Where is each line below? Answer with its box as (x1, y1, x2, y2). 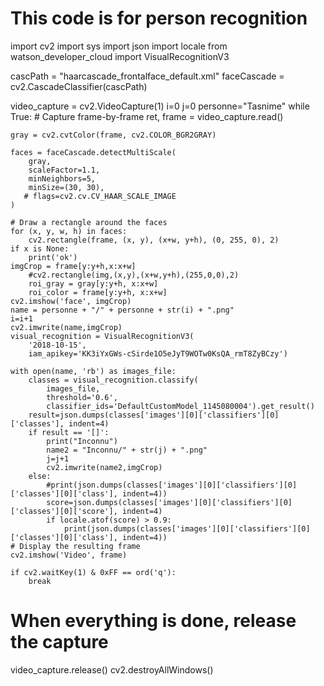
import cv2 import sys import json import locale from (10, 40, 228, 52)
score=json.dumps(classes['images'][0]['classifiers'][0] (46, 497, 293, 507)
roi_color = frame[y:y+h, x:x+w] (28, 287, 168, 297)
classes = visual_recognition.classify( (28, 375, 199, 385)
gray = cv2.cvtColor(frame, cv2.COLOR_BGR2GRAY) (10, 130, 217, 140)
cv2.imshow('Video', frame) (10, 550, 128, 560)
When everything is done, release (10, 610, 297, 632)
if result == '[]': (28, 427, 110, 437)
